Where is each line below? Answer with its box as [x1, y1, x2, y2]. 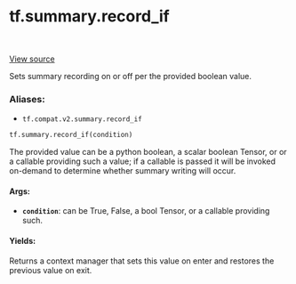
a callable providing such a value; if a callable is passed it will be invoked [9, 156, 276, 166]
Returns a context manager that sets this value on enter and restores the [9, 256, 275, 266]
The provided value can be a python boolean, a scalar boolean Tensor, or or [9, 147, 287, 158]
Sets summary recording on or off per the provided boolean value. [9, 70, 252, 81]
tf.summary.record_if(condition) [9, 131, 133, 140]
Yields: [9, 235, 36, 246]
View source [9, 53, 55, 64]
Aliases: [9, 93, 46, 105]
